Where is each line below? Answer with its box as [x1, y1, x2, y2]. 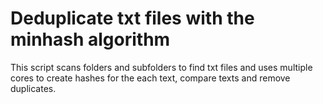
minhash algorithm [10, 28, 171, 51]
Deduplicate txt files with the [10, 7, 255, 30]
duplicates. [10, 82, 57, 94]
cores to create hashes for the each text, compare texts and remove [10, 72, 291, 84]
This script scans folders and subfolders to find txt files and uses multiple [10, 61, 313, 73]
